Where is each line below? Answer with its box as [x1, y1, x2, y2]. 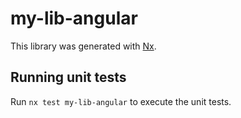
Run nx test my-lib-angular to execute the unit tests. [10, 95, 232, 107]
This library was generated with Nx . [10, 40, 157, 52]
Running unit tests [10, 69, 127, 86]
